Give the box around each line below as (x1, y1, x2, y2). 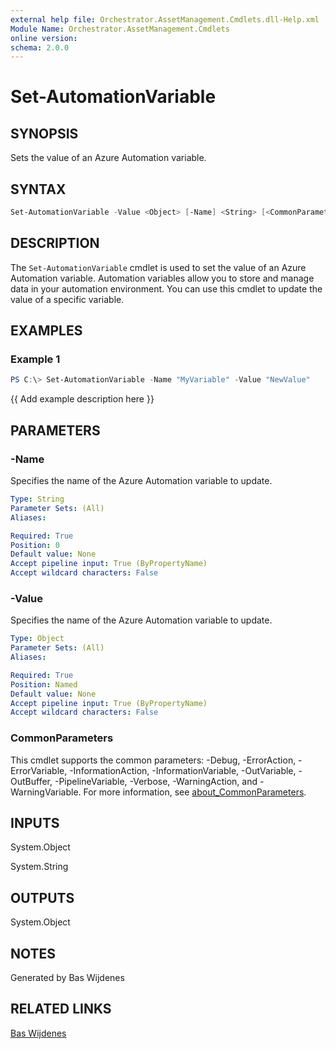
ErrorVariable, (10, 764, 68, 776)
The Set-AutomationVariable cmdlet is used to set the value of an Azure (10, 261, 307, 273)
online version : (10, 33, 78, 43)
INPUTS (10, 814, 60, 831)
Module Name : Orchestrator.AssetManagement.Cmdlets (10, 24, 230, 34)
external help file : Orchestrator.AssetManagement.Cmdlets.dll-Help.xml (10, 14, 320, 25)
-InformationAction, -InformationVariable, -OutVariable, (69, 764, 297, 776)
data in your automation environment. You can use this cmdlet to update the (10, 282, 323, 295)
